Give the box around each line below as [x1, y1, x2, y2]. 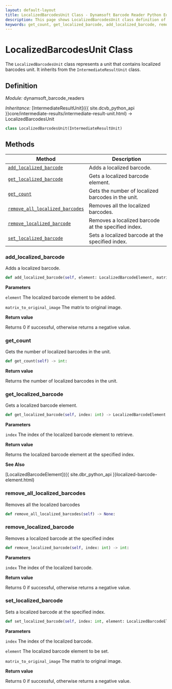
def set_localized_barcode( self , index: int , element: [5, 619, 125, 624]
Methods [5, 140, 35, 149]
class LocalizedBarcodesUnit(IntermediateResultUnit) [5, 126, 123, 131]
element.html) [5, 477, 35, 483]
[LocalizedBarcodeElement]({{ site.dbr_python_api [5, 472, 112, 478]
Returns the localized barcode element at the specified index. [5, 451, 135, 458]
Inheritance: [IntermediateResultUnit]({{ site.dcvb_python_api [5, 105, 135, 111]
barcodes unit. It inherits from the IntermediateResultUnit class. [5, 66, 141, 72]
